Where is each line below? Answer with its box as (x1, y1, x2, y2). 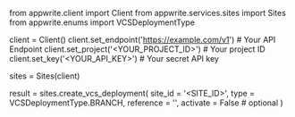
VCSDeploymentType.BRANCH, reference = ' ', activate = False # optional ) (9, 97, 283, 108)
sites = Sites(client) (9, 71, 80, 81)
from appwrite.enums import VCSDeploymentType (9, 17, 195, 28)
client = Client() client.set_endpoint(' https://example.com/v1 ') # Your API (9, 35, 276, 45)
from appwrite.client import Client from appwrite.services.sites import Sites (9, 8, 286, 18)
